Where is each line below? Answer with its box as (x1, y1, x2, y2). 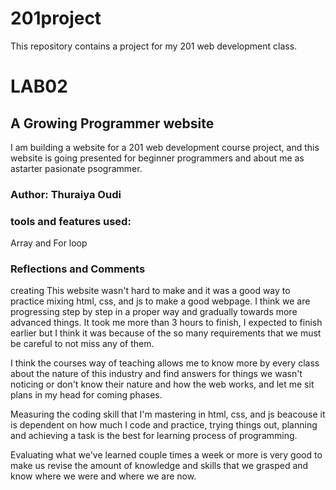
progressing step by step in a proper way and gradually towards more (10, 306, 298, 318)
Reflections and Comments (10, 262, 146, 276)
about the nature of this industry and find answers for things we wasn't (10, 368, 303, 380)
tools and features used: (10, 214, 132, 228)
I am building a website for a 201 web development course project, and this (10, 141, 320, 153)
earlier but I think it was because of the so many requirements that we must (10, 327, 322, 339)
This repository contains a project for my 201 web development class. (10, 40, 298, 52)
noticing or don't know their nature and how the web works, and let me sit (10, 378, 315, 391)
